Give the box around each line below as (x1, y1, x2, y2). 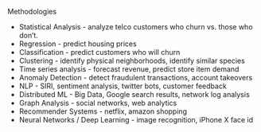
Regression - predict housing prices (18, 39, 137, 49)
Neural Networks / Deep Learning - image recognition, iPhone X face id (18, 115, 254, 124)
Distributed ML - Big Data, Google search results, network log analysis (18, 90, 250, 99)
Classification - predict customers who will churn (18, 48, 181, 56)
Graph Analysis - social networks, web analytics (18, 99, 177, 107)
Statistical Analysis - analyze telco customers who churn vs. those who (18, 22, 253, 31)
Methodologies (7, 7, 57, 16)
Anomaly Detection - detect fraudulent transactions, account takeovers (18, 73, 253, 82)
